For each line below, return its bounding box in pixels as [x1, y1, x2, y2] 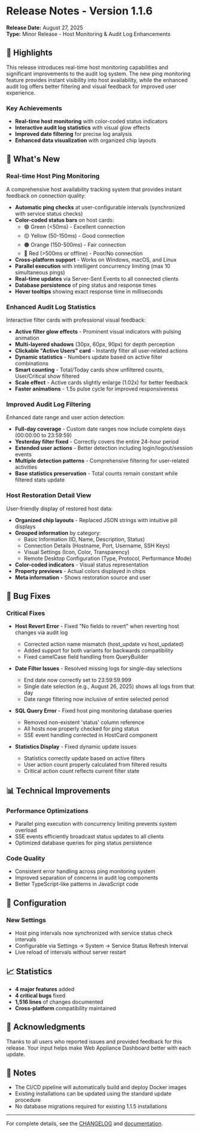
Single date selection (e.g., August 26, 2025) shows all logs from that [23, 683, 194, 690]
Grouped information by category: [14, 529, 101, 537]
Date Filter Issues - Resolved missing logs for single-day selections [14, 665, 182, 672]
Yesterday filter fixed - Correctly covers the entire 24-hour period [14, 438, 179, 446]
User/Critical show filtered [14, 372, 80, 380]
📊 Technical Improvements [6, 786, 111, 796]
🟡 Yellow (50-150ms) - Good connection [23, 232, 125, 239]
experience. [6, 89, 36, 96]
